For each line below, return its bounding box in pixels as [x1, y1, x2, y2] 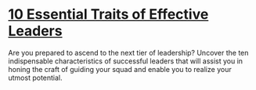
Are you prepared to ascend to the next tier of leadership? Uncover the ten [8, 48, 249, 57]
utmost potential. [8, 73, 63, 82]
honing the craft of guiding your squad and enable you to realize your [8, 64, 233, 74]
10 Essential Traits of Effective [8, 5, 209, 23]
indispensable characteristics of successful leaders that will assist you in [8, 56, 243, 66]
